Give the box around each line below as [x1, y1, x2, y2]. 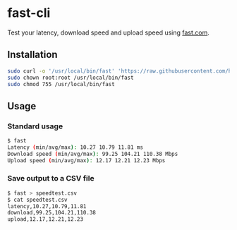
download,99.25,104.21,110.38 [7, 210, 97, 217]
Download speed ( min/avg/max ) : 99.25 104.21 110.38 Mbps [7, 150, 178, 157]
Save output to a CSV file [7, 174, 95, 183]
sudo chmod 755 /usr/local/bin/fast [7, 80, 115, 87]
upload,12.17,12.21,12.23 [7, 216, 83, 223]
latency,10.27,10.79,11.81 [7, 202, 87, 210]
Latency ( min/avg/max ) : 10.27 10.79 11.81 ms [7, 143, 143, 151]
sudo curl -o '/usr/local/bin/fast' [7, 67, 115, 75]
